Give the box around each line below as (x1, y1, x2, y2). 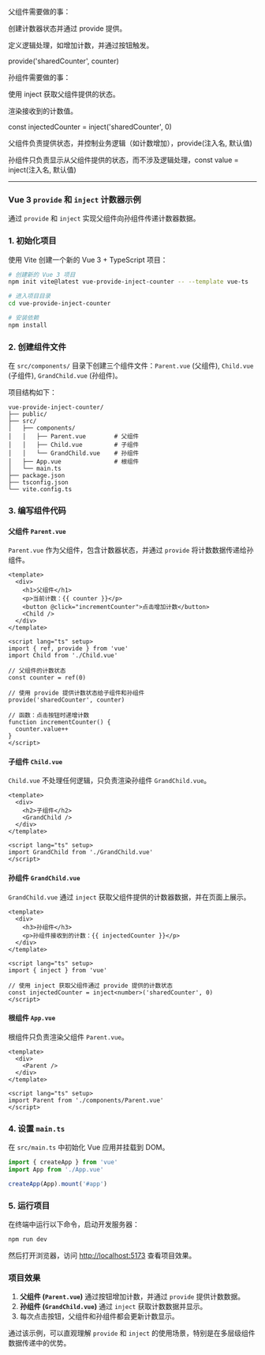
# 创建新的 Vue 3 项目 (8, 271, 76, 278)
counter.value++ (15, 725, 69, 733)
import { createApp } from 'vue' (8, 1158, 118, 1167)
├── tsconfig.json (8, 479, 69, 486)
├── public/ (8, 411, 47, 418)
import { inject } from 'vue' (8, 966, 108, 975)
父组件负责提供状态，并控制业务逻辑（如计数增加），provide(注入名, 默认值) (8, 138, 252, 148)
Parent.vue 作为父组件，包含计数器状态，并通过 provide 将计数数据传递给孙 (8, 545, 254, 555)
